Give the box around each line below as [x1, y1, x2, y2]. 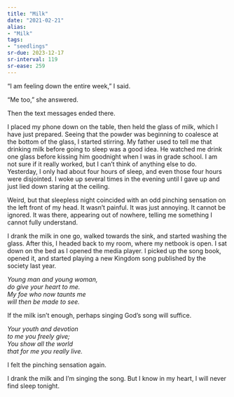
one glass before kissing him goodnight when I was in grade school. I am [7, 152, 218, 161]
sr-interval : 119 [7, 56, 58, 63]
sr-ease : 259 [7, 62, 46, 69]
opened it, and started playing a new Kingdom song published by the [7, 254, 207, 262]
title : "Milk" [7, 10, 49, 18]
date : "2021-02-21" [7, 17, 64, 24]
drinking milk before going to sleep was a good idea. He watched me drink [7, 144, 223, 153]
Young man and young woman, [7, 275, 98, 283]
